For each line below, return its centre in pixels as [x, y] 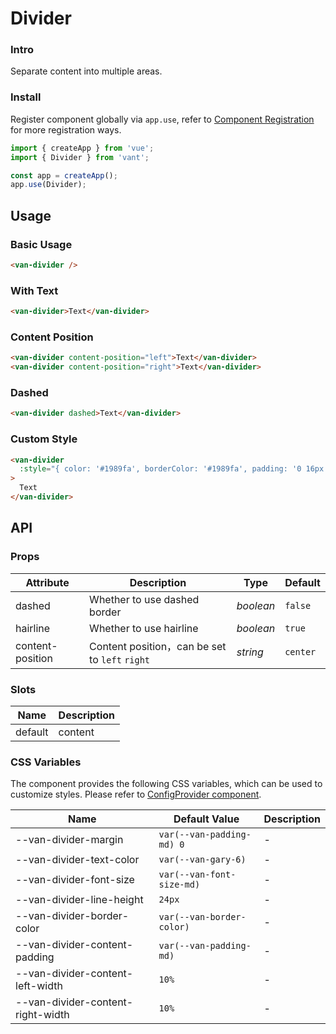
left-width [39, 986]
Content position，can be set [158, 646]
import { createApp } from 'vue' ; [82, 148]
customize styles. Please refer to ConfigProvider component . [136, 794]
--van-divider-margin [69, 840]
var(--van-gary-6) [202, 860]
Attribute [47, 582]
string [250, 652]
